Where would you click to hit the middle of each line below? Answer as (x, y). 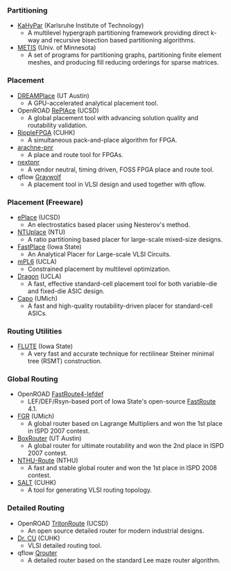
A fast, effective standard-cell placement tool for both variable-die (122, 283)
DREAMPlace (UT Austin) (53, 95)
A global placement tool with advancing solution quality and (113, 117)
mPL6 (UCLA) (37, 261)
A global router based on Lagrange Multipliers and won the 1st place (125, 424)
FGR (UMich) (36, 416)
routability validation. (58, 125)
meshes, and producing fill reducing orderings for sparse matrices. (123, 63)
